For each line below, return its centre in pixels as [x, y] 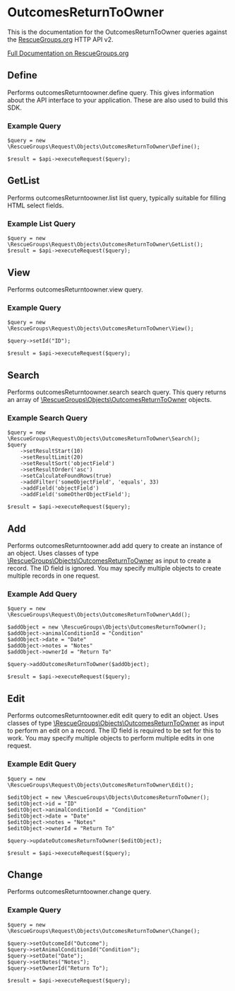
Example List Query [42, 224]
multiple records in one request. [54, 576]
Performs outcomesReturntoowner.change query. [79, 892]
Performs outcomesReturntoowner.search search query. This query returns [117, 392]
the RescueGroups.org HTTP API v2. [60, 39]
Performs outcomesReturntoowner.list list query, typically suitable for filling [117, 197]
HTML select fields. [36, 205]
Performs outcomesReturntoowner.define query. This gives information [111, 92]
